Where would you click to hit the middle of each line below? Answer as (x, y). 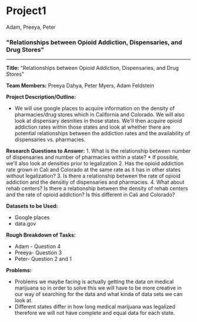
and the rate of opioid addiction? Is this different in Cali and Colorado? (91, 194)
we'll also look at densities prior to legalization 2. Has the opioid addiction (95, 163)
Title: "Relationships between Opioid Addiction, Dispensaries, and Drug (92, 68)
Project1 (26, 11)
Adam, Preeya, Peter (31, 27)
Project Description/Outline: (41, 97)
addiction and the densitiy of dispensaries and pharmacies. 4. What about (95, 182)
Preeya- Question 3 (38, 253)
